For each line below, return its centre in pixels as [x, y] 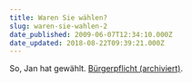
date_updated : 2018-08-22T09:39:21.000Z [87, 43]
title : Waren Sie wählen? [58, 18]
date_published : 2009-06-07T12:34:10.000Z [91, 34]
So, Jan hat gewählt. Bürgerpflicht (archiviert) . [96, 69]
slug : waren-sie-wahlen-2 [58, 26]
